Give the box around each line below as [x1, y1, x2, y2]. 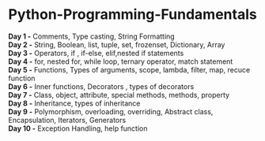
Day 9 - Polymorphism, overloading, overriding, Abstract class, [8, 106, 214, 116]
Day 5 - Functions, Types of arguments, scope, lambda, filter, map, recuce [8, 65, 251, 74]
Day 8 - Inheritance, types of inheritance [8, 98, 141, 108]
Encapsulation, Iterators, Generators [8, 115, 127, 124]
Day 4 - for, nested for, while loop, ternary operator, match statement [8, 57, 233, 66]
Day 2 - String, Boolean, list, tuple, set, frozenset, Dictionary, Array [8, 39, 225, 49]
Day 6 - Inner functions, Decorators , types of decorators [8, 81, 195, 91]
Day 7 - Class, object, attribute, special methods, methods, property [8, 90, 230, 99]
